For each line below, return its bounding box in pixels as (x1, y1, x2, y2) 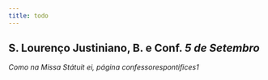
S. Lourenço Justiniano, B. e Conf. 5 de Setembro (8, 42, 261, 55)
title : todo (8, 11, 49, 20)
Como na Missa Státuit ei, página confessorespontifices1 (8, 62, 200, 72)
